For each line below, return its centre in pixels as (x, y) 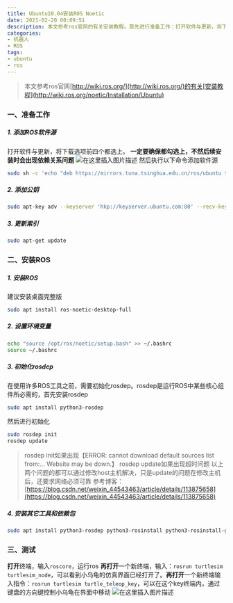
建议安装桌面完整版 (35, 296)
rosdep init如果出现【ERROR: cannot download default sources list (119, 456)
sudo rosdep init (32, 435)
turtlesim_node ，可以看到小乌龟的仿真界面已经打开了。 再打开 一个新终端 (111, 575)
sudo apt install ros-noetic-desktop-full (69, 309)
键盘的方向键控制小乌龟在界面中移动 (59, 593)
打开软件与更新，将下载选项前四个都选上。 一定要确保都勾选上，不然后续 (111, 151)
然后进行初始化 (28, 421)
